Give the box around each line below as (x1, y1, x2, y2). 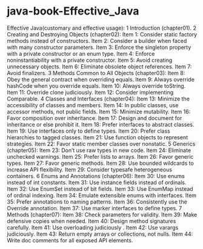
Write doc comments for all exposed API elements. (7, 236, 133, 244)
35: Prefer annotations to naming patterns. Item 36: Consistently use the (7, 198, 187, 205)
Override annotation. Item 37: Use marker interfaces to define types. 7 (7, 204, 182, 211)
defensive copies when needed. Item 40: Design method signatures (7, 217, 176, 225)
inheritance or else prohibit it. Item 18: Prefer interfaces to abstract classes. (7, 121, 195, 128)
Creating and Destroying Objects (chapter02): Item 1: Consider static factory (7, 30, 198, 38)
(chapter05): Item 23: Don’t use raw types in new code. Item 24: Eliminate (7, 147, 191, 154)
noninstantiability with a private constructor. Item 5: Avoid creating (7, 56, 173, 64)
